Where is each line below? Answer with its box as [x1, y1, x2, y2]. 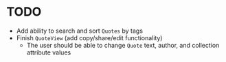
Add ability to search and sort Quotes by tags [16, 27, 144, 35]
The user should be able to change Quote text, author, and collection [26, 41, 220, 49]
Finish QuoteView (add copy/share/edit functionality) [16, 33, 163, 42]
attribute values [26, 48, 71, 57]
